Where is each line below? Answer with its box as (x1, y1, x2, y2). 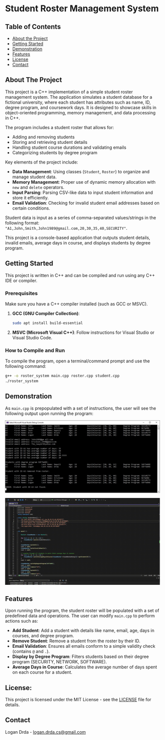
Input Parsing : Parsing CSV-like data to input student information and (12, 190, 153, 195)
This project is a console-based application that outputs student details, (5, 234, 151, 241)
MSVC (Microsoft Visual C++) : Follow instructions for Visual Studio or (12, 329, 155, 335)
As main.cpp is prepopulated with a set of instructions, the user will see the (5, 405, 156, 411)
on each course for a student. (12, 669, 73, 675)
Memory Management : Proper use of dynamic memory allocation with (12, 179, 156, 185)
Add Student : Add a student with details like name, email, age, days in (12, 628, 155, 633)
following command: (5, 363, 47, 369)
